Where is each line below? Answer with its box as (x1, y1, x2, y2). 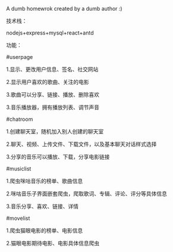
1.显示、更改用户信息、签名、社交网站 (6, 66, 99, 73)
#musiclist (6, 165, 32, 172)
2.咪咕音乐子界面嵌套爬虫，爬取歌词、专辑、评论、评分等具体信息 (6, 190, 168, 197)
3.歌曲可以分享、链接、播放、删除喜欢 (6, 91, 100, 98)
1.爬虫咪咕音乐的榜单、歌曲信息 (6, 178, 83, 184)
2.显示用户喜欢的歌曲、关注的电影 (6, 79, 89, 85)
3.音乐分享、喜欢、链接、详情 (6, 203, 79, 210)
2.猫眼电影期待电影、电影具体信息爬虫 (6, 239, 100, 247)
